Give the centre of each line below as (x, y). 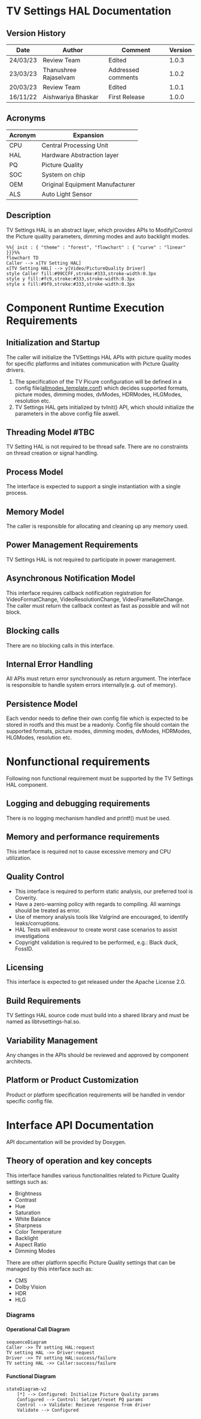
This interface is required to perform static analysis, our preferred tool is (104, 891)
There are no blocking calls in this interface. (60, 645)
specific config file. (30, 1101)
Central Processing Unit (75, 145)
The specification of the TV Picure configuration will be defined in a (98, 381)
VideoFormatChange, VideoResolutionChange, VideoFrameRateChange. (95, 599)
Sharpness (28, 1225)
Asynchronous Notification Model (71, 579)
